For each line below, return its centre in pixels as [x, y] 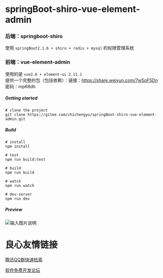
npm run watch [20, 185]
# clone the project [27, 110]
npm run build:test [25, 159]
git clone [15, 115]
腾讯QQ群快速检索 [24, 260]
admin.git [15, 119]
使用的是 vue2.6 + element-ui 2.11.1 [44, 74]
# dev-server [19, 194]
